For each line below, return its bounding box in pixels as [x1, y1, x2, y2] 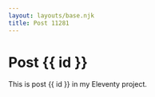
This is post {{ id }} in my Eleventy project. [8, 80, 148, 89]
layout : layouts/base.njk [8, 11, 94, 20]
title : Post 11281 [8, 19, 70, 27]
